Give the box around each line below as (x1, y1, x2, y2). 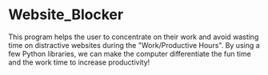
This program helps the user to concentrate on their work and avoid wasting (8, 32, 259, 41)
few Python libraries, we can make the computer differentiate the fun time (8, 49, 252, 58)
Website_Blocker (8, 6, 124, 24)
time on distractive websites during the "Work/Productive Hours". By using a (8, 40, 260, 49)
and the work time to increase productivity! (8, 57, 150, 67)
